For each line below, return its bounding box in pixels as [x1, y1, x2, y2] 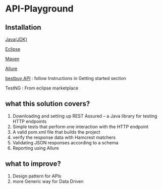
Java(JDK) [5, 36, 28, 42]
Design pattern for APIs [12, 173, 62, 179]
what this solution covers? [5, 100, 90, 108]
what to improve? [5, 159, 62, 168]
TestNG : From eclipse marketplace [5, 85, 79, 91]
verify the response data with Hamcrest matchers [12, 134, 116, 140]
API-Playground [5, 3, 74, 15]
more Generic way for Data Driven [12, 178, 84, 184]
